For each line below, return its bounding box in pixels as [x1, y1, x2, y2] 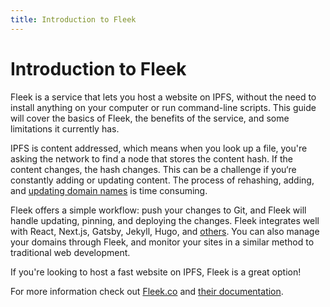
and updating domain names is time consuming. [10, 184, 208, 196]
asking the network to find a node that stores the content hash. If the [10, 152, 293, 165]
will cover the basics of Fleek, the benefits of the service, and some [10, 112, 290, 124]
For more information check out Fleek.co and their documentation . [10, 285, 284, 297]
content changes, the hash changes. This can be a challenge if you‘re [10, 163, 297, 175]
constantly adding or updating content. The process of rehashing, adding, [10, 174, 315, 186]
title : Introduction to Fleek [10, 14, 137, 25]
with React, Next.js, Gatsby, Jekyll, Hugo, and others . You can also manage [10, 225, 320, 237]
